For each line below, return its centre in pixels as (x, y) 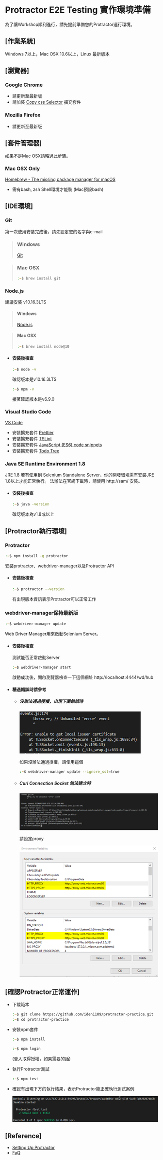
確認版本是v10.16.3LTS (34, 379)
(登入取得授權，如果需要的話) (41, 1058)
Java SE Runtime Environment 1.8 (45, 464)
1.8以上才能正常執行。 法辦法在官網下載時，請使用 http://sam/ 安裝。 (74, 481)
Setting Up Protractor (33, 1148)
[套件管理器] (24, 143)
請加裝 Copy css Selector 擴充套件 (46, 102)
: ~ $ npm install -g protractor (37, 556)
